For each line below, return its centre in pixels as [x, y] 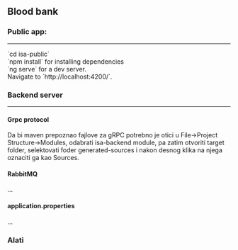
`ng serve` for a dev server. [47, 69]
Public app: [27, 32]
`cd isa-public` [28, 54]
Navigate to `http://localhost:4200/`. [60, 76]
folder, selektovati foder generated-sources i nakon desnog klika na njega [115, 150]
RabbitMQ [22, 174]
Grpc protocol [28, 119]
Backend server [35, 95]
